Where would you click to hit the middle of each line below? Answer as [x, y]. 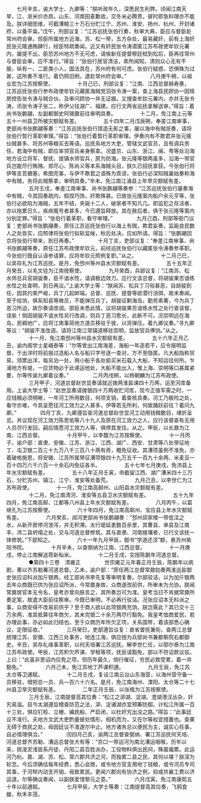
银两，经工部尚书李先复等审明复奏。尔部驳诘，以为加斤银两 [121, 577]
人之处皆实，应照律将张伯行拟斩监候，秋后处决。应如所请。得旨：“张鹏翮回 [99, 233]
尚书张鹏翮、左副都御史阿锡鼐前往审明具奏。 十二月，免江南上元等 [99, 113]
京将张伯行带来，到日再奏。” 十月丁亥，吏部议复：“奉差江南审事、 [98, 241]
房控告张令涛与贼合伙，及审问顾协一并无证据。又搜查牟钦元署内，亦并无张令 [100, 98]
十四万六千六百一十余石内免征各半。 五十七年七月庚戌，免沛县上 [102, 465]
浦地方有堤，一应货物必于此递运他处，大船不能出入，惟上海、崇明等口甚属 [98, 368]
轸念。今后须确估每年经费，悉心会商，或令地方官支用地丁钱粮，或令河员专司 [100, 764]
